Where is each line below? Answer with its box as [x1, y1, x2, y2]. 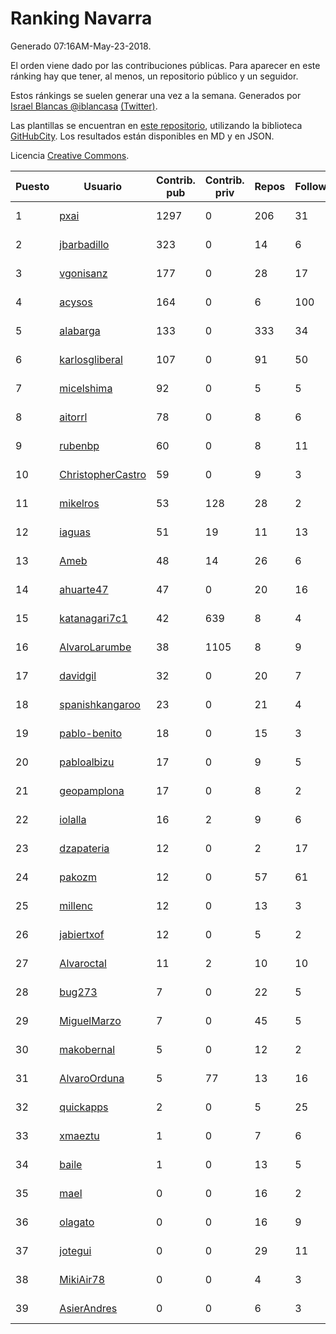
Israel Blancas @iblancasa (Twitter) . [10, 100, 158, 112]
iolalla [59, 812, 87, 826]
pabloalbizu [59, 755, 115, 769]
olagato [59, 1215, 95, 1229]
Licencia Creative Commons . [10, 149, 130, 161]
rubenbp [59, 438, 100, 452]
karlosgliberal [59, 352, 123, 366]
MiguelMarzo [59, 1013, 122, 1027]
